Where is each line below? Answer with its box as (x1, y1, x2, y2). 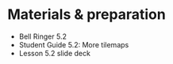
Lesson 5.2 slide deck (18, 48, 90, 58)
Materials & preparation (7, 6, 166, 24)
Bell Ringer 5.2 (18, 32, 67, 41)
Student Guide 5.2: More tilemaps (18, 40, 129, 49)
